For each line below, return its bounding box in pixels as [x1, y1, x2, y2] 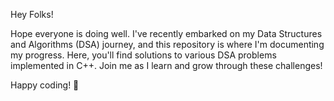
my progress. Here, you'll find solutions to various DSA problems [10, 49, 277, 61]
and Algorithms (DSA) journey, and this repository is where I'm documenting [10, 39, 325, 50]
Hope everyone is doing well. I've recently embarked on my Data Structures [10, 28, 323, 39]
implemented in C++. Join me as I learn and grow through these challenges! [10, 60, 323, 71]
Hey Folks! [10, 9, 54, 20]
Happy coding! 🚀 [10, 79, 80, 91]
